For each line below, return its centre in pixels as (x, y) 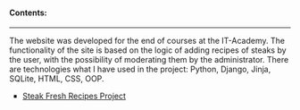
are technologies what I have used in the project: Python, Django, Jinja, (140, 69)
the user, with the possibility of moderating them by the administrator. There (149, 60)
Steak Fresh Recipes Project (74, 96)
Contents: (28, 13)
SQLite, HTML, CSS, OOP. (57, 79)
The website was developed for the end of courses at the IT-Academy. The (147, 41)
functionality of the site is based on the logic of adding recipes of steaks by (148, 50)
